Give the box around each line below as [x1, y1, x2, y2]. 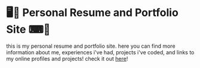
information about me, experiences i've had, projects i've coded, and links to [6, 48, 195, 55]
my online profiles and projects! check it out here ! [6, 55, 128, 62]
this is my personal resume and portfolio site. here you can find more [6, 42, 176, 50]
